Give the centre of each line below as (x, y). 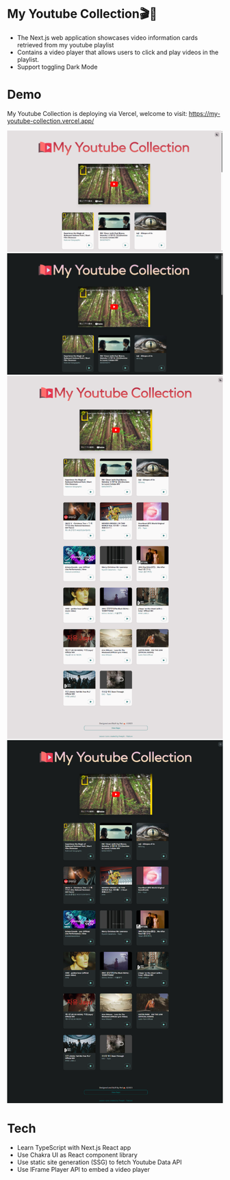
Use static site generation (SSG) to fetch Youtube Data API (100, 1162)
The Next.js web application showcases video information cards (107, 37)
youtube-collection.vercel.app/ (51, 121)
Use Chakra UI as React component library (77, 1155)
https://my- (204, 113)
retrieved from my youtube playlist (65, 45)
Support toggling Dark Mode (57, 67)
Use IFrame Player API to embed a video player (84, 1169)
